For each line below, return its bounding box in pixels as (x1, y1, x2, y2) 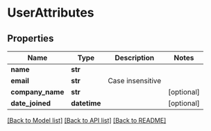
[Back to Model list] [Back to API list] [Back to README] (7, 116, 167, 124)
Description (115, 53, 155, 62)
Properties (7, 33, 54, 44)
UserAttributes (7, 5, 95, 21)
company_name (10, 87, 65, 96)
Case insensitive (107, 76, 162, 85)
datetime (70, 98, 101, 108)
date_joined (10, 98, 51, 108)
